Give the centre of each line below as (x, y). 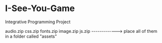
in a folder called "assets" (31, 36)
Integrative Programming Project (38, 22)
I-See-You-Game (40, 8)
